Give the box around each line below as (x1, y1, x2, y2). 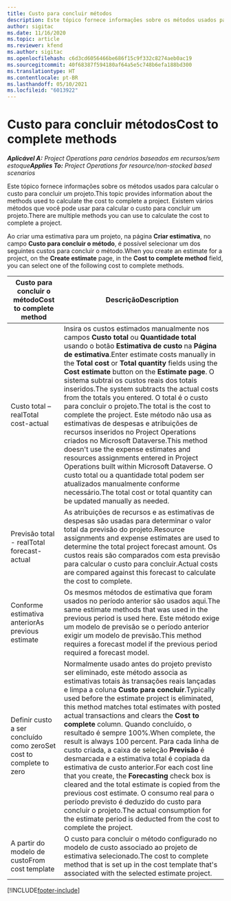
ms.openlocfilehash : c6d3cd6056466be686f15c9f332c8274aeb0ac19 (7, 55, 192, 62)
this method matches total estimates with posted (63, 702, 221, 712)
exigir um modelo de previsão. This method (63, 631, 201, 640)
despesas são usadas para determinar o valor (63, 516, 212, 526)
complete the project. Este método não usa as (63, 410, 212, 420)
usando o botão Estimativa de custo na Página (63, 341, 217, 351)
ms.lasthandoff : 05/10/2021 (7, 81, 88, 88)
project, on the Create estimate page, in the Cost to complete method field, (7, 254, 223, 263)
